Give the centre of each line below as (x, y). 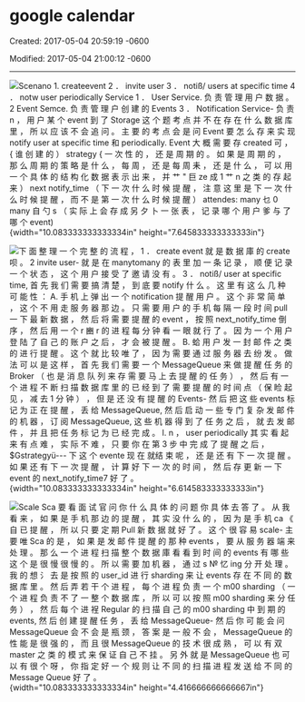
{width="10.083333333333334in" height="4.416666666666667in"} (137, 687)
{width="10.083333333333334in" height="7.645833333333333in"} (137, 232)
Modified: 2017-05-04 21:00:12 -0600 (80, 58)
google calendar (72, 16)
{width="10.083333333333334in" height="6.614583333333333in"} (137, 488)
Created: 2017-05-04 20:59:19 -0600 (79, 41)
